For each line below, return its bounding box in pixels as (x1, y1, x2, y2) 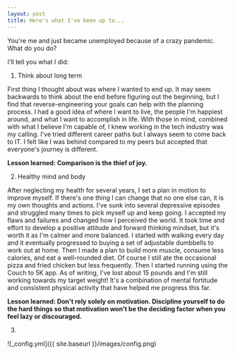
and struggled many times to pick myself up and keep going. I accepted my (7, 208, 227, 217)
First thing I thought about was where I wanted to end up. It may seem (7, 85, 211, 93)
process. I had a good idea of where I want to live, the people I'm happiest (7, 107, 223, 116)
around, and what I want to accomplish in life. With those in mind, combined (7, 114, 228, 124)
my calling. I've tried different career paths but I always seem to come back (7, 130, 227, 138)
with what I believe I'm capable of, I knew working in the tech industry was (7, 122, 224, 131)
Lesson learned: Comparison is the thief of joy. (7, 158, 147, 167)
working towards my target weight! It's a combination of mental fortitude (7, 276, 218, 284)
